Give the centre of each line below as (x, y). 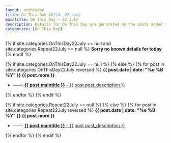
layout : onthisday (25, 10)
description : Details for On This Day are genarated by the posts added (84, 24)
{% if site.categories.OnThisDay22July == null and (58, 43)
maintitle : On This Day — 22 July (42, 19)
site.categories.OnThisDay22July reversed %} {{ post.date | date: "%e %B (84, 70)
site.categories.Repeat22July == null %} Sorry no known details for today (83, 49)
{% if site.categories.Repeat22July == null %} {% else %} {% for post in (81, 105)
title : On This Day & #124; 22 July (43, 15)
